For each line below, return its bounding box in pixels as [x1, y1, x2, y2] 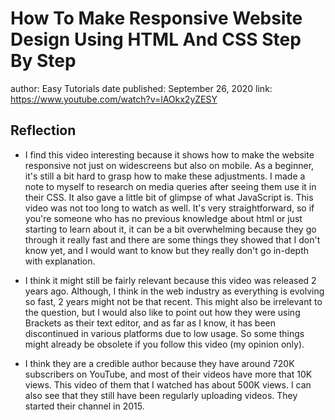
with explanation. [24, 255, 96, 267]
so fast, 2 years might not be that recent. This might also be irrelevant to [24, 295, 323, 307]
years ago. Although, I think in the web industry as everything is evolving [24, 285, 325, 297]
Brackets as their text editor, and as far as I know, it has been [24, 317, 277, 329]
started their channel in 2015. [24, 400, 145, 412]
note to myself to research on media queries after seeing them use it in [24, 180, 317, 192]
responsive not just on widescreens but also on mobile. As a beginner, [24, 159, 315, 171]
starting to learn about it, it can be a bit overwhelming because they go [24, 223, 317, 235]
